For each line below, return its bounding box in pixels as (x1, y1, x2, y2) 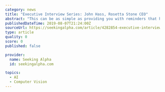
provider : (5, 52, 26, 57)
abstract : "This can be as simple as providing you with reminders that (5, 16, 157, 21)
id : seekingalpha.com (9, 62, 54, 67)
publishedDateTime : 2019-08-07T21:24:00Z (5, 21, 91, 26)
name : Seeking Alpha (9, 57, 52, 62)
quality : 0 (5, 35, 27, 40)
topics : (5, 70, 21, 75)
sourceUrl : (5, 25, 27, 30)
